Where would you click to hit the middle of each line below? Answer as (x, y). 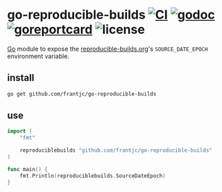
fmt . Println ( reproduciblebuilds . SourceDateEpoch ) (93, 176)
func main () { (28, 169)
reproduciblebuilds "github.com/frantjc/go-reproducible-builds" (116, 150)
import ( (20, 132)
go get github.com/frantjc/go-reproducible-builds (82, 94)
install (21, 78)
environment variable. (38, 56)
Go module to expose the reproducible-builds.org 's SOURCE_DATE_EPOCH (108, 49)
